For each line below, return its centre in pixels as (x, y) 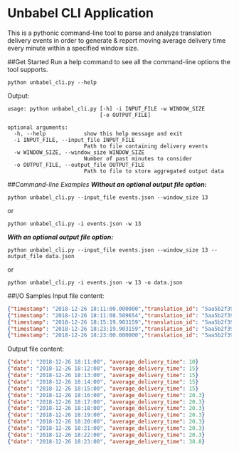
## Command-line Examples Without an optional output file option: (107, 184)
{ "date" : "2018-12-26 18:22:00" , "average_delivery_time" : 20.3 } (106, 435)
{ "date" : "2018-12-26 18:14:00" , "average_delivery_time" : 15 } (103, 382)
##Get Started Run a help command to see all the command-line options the (119, 61)
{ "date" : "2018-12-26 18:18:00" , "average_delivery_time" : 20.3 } (106, 409)
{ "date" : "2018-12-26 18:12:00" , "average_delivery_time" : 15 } (103, 369)
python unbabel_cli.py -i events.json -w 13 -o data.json (95, 282)
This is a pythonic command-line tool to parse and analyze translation (110, 33)
